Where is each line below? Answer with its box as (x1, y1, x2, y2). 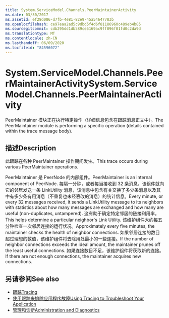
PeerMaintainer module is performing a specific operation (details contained (5, 122, 164, 128)
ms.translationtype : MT (5, 31, 55, 36)
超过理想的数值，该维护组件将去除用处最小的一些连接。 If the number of (5, 236, 154, 242)
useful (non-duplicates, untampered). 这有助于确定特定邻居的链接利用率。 (5, 210, 160, 217)
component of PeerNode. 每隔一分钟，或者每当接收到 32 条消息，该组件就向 (5, 181, 164, 187)
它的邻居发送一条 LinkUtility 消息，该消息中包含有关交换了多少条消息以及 (5, 187, 157, 193)
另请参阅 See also (5, 274, 60, 283)
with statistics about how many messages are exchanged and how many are (5, 204, 164, 210)
